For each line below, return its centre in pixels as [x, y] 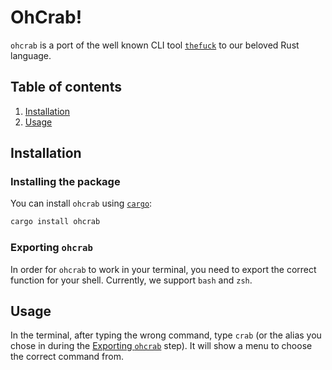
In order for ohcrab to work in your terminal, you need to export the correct [163, 269]
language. [31, 55]
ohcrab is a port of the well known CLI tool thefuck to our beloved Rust [155, 45]
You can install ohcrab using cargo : [81, 203]
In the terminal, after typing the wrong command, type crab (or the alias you [166, 335]
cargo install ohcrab [55, 222]
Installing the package [65, 182]
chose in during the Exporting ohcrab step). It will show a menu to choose [161, 346]
